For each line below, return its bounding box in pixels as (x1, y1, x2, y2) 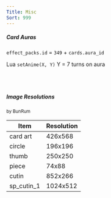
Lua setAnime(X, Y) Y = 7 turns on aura (6, 61, 106, 68)
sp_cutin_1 (9, 182, 41, 190)
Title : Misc (6, 9, 37, 15)
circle (9, 142, 26, 150)
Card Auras (6, 34, 37, 41)
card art (9, 132, 32, 141)
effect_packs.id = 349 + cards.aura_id (6, 49, 105, 56)
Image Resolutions (6, 93, 55, 101)
